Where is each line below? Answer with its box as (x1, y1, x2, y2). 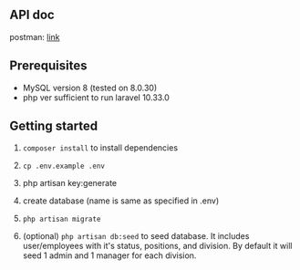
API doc (9, 7, 55, 23)
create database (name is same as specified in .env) (22, 195, 220, 206)
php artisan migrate (22, 214, 101, 224)
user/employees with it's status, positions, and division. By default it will (22, 241, 293, 252)
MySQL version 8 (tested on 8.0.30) (22, 82, 158, 93)
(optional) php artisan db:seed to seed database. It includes (22, 231, 250, 242)
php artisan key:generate (22, 178, 118, 189)
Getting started (9, 119, 98, 134)
